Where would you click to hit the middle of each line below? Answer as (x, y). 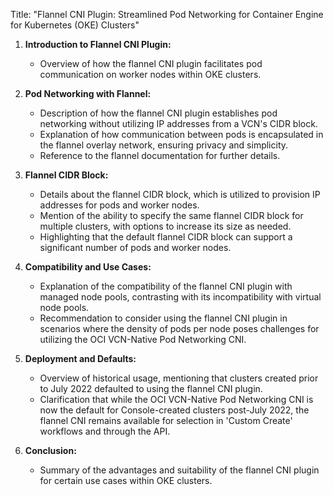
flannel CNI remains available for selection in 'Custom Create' (166, 420)
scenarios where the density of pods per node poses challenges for (179, 328)
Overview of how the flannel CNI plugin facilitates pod (151, 63)
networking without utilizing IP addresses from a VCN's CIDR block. (178, 123)
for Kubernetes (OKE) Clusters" (75, 25)
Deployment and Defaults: (80, 358)
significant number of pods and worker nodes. (135, 247)
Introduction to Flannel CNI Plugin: (98, 44)
